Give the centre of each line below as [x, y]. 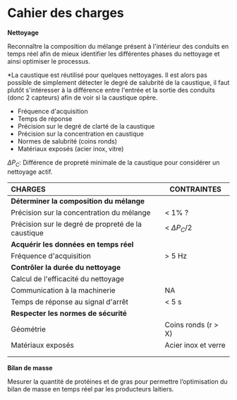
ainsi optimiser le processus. [49, 61]
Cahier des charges [66, 13]
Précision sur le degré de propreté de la [77, 224]
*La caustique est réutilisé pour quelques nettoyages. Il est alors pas [108, 75]
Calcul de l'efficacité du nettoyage [68, 278]
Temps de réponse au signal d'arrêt [70, 302]
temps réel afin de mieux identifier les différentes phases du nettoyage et [114, 54]
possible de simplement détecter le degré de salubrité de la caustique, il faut [119, 82]
